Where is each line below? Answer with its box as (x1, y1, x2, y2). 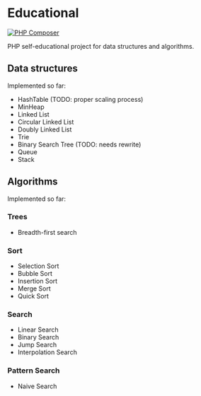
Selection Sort (17, 262, 59, 270)
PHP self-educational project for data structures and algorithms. (7, 42, 195, 50)
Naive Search (17, 382, 57, 390)
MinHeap (17, 103, 45, 111)
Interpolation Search (17, 348, 78, 356)
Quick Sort (17, 292, 50, 301)
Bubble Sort (17, 269, 53, 278)
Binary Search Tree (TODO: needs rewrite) (17, 140, 142, 148)
